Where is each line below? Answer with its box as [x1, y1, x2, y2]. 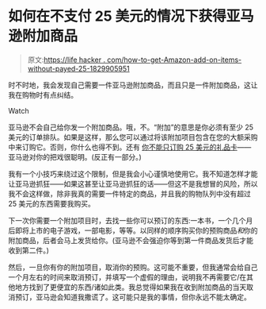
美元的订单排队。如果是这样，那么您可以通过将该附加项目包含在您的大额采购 [8, 132, 258, 141]
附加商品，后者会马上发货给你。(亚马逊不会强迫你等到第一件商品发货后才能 [8, 235, 254, 245]
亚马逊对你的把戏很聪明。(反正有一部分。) [8, 152, 142, 161]
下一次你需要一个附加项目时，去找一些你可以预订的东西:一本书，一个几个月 [8, 215, 253, 225]
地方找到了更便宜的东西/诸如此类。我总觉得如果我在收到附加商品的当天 [14, 282, 247, 292]
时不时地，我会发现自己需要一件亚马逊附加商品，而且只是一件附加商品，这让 [8, 80, 258, 90]
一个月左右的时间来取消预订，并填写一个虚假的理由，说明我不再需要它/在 [8, 272, 247, 282]
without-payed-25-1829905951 [27, 64, 130, 73]
